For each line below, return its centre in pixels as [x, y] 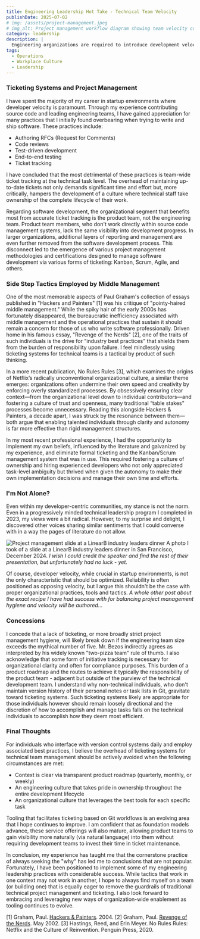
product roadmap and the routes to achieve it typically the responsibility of [98, 672]
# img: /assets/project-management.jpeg [57, 23]
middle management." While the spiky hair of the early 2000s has [86, 309]
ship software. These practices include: [54, 126]
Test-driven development [46, 150]
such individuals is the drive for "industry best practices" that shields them [98, 341]
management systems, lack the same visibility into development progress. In [100, 230]
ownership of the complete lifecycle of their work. [67, 199]
